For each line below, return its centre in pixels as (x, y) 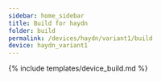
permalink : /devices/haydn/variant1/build (80, 38)
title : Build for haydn (48, 23)
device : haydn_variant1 (48, 46)
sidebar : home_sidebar (46, 16)
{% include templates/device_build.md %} (78, 68)
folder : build (32, 30)
